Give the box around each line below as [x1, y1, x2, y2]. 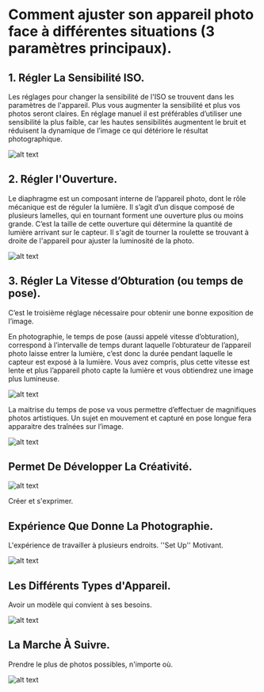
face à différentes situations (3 [8, 22, 216, 41]
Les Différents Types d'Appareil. [8, 578, 171, 593]
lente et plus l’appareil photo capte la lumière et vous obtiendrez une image [8, 365, 254, 375]
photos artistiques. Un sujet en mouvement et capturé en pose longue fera [8, 413, 252, 423]
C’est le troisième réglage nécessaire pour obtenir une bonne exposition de [8, 307, 254, 317]
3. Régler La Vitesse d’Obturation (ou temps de [8, 274, 244, 288]
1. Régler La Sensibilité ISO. [8, 71, 145, 84]
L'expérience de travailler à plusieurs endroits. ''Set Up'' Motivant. [8, 540, 224, 550]
